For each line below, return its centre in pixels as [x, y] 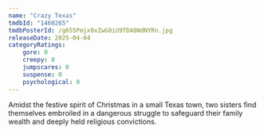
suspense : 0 [42, 75]
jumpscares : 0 [46, 67]
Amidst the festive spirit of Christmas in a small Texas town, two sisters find [132, 105]
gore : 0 [35, 52]
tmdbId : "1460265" [39, 23]
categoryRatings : [37, 45]
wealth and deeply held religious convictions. [83, 121]
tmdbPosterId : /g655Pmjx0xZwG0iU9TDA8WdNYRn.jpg [91, 30]
